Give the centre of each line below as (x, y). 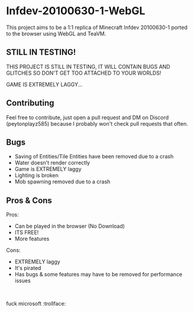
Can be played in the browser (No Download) (70, 226)
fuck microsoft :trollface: (36, 304)
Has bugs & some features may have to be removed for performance (98, 275)
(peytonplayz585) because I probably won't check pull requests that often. (97, 123)
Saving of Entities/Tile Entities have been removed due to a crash (94, 157)
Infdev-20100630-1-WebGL (76, 11)
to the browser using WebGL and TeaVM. (56, 33)
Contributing (30, 103)
